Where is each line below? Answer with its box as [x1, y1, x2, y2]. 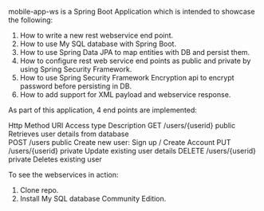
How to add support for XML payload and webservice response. [19, 90, 231, 99]
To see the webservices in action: [8, 170, 119, 179]
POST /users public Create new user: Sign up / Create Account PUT [8, 138, 231, 147]
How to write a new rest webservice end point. [19, 31, 174, 40]
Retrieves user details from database [8, 129, 129, 139]
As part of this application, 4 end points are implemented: [8, 105, 198, 115]
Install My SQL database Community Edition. [19, 194, 167, 203]
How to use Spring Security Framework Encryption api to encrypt [19, 73, 234, 82]
